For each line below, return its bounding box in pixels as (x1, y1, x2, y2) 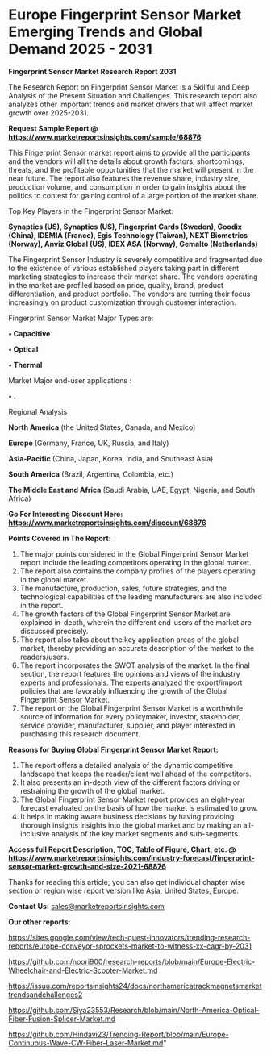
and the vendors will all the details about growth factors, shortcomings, (8, 156, 244, 166)
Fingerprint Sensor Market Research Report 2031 (8, 66, 177, 76)
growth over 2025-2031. (8, 107, 90, 118)
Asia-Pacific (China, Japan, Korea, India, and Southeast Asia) (8, 453, 214, 463)
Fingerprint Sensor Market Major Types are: (8, 313, 154, 323)
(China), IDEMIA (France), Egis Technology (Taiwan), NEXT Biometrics (8, 230, 248, 240)
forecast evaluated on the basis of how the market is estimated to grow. (19, 803, 258, 812)
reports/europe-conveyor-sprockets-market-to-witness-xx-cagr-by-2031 (8, 941, 252, 951)
